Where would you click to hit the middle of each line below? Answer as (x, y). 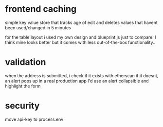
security (22, 106)
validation (26, 62)
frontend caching (41, 9)
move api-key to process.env (34, 119)
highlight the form (23, 86)
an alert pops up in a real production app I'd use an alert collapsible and (77, 81)
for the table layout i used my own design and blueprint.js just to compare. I (81, 37)
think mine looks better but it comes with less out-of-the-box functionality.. (80, 42)
